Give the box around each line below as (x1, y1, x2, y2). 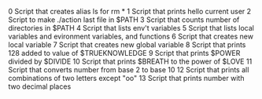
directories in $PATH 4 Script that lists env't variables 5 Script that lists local (8, 24, 254, 32)
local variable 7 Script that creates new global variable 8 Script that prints (8, 40, 246, 49)
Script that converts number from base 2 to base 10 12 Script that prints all (8, 65, 249, 74)
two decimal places (8, 82, 72, 91)
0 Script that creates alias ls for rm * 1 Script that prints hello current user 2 (8, 7, 252, 16)
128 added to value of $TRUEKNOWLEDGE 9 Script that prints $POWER (8, 49, 241, 57)
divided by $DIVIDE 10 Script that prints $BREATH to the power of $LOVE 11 (8, 57, 253, 66)
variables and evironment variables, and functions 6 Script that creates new (8, 31, 254, 41)
